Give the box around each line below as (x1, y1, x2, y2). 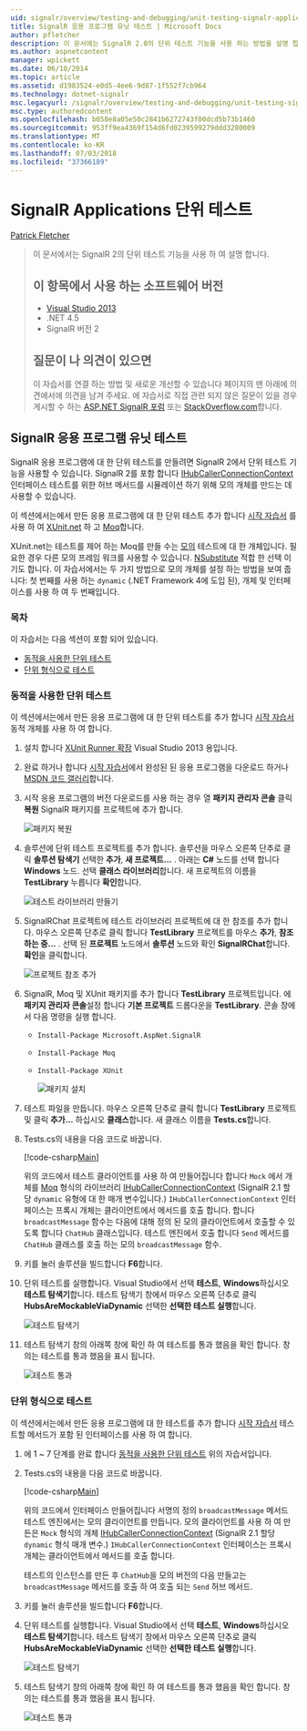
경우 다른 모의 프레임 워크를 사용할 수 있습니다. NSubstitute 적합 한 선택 (26, 552, 282, 563)
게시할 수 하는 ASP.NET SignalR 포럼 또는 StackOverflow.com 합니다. (32, 402, 282, 413)
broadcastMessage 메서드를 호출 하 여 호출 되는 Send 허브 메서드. (23, 1581, 253, 1592)
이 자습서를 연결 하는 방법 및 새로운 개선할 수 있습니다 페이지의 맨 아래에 (32, 379, 288, 390)
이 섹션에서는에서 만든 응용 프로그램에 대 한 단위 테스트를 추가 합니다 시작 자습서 (10, 712, 295, 722)
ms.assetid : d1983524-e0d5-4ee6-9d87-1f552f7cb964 (10, 81, 207, 90)
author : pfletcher (10, 30, 80, 39)
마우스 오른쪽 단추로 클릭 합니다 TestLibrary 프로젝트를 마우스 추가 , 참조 (36, 927, 294, 938)
